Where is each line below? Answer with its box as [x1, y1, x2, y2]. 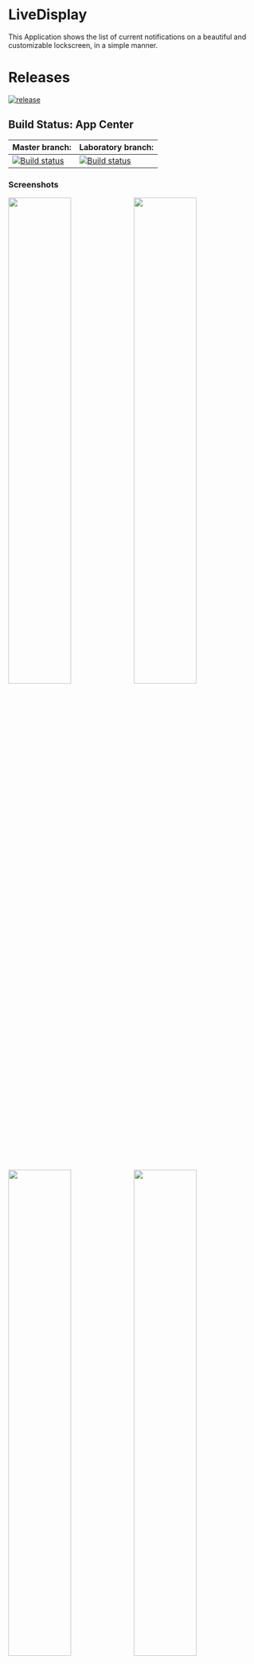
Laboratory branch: [79, 141, 154, 152]
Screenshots [8, 179, 59, 190]
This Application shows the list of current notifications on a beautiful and [8, 32, 247, 41]
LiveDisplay [8, 6, 88, 24]
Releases [8, 69, 70, 87]
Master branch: [12, 141, 72, 152]
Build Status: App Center [8, 118, 134, 132]
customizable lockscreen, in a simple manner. [8, 40, 158, 49]
